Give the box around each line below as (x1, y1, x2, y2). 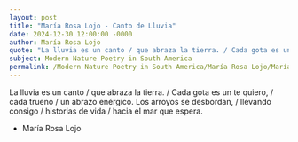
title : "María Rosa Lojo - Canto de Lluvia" (9, 21, 176, 30)
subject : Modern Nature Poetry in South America (9, 54, 192, 63)
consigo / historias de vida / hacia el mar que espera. (9, 106, 204, 116)
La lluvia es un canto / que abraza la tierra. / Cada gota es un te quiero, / (9, 86, 274, 98)
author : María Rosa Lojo (9, 37, 101, 47)
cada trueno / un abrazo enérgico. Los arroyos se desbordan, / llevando (9, 96, 272, 106)
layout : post (9, 12, 58, 22)
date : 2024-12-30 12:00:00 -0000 (9, 29, 133, 38)
